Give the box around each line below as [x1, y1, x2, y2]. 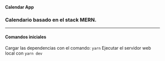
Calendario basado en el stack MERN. [5, 16, 97, 23]
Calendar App [5, 4, 34, 10]
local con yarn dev [5, 50, 43, 56]
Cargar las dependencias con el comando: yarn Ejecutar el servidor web [5, 45, 151, 51]
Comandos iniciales [5, 34, 47, 40]
